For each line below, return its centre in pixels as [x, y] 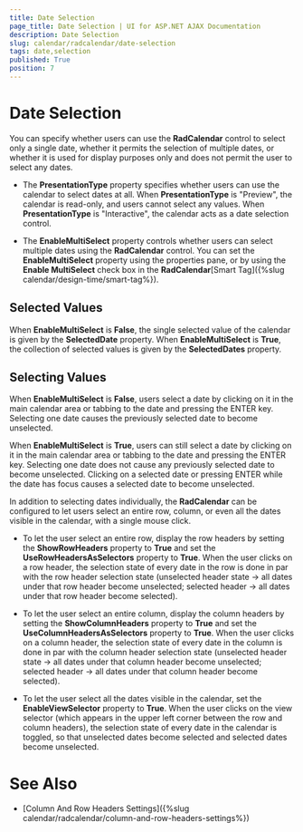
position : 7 [32, 69]
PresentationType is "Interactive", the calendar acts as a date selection [156, 213]
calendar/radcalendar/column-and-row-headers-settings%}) [136, 818]
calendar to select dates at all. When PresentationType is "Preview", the [157, 194]
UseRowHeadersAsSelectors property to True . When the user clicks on [157, 557]
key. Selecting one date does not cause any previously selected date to [142, 465]
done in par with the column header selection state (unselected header [155, 653]
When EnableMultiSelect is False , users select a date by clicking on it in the [151, 399]
